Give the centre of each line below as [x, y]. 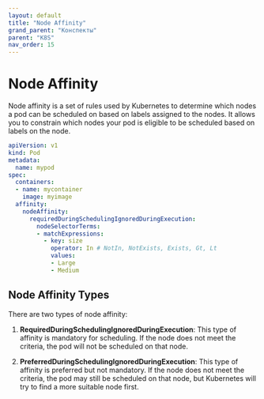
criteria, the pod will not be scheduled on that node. [104, 346]
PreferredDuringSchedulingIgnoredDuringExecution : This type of [129, 361]
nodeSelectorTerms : [69, 226]
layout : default [35, 15]
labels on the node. [40, 131]
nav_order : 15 [32, 45]
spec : [17, 175]
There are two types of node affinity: [68, 314]
